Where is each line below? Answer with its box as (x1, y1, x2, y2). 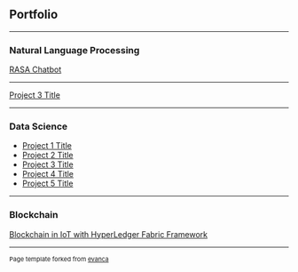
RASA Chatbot (9, 64, 62, 75)
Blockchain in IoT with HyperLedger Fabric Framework (9, 228, 208, 239)
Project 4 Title (21, 169, 74, 180)
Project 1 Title (21, 140, 73, 151)
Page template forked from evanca (9, 254, 109, 263)
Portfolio (9, 7, 59, 22)
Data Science (9, 120, 68, 132)
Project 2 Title (21, 150, 74, 161)
